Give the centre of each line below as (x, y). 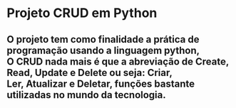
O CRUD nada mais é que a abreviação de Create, (118, 61)
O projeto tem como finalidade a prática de (103, 39)
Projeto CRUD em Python (82, 13)
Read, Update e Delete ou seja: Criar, (89, 72)
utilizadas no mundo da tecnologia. (86, 95)
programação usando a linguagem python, (103, 50)
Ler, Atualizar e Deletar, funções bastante (101, 83)
